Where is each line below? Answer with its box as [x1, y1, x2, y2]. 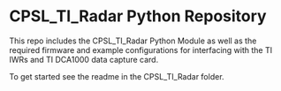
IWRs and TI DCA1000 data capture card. [9, 54, 159, 64]
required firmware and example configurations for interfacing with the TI [9, 44, 272, 55]
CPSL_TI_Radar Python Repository [9, 6, 267, 27]
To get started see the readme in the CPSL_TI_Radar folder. [9, 71, 224, 81]
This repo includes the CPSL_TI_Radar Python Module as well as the [9, 35, 257, 46]
